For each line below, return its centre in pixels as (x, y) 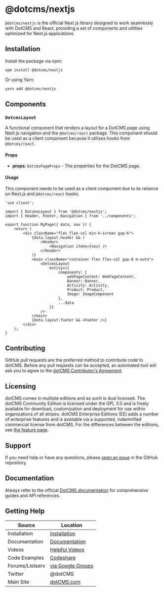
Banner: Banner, (83, 281)
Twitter (16, 574)
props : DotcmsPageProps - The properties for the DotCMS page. (76, 166)
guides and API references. (33, 495)
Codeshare (63, 558)
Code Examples (26, 558)
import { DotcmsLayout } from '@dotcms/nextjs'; (56, 211)
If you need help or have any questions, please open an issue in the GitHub (82, 458)
